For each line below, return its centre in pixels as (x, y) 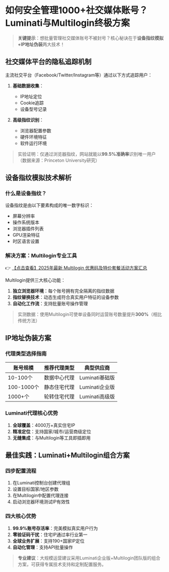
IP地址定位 (31, 96)
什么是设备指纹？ (26, 194)
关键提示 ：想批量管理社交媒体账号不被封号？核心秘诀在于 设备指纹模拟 (91, 38)
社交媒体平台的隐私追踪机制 (48, 62)
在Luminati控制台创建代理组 (41, 483)
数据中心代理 (59, 378)
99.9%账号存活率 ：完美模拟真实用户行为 (55, 528)
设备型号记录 (33, 109)
